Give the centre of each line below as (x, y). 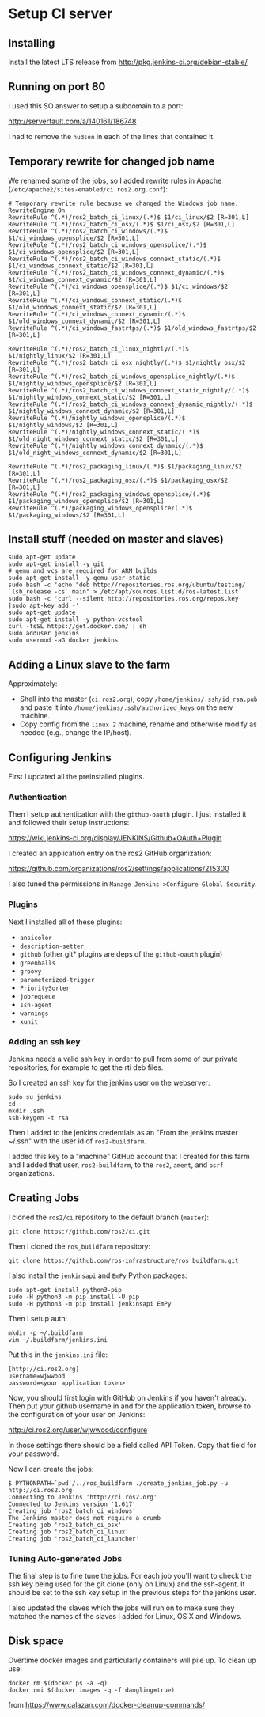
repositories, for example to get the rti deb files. (86, 1067)
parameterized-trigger (57, 980)
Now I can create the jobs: (51, 1469)
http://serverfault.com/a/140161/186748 (72, 121)
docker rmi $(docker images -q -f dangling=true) (92, 1690)
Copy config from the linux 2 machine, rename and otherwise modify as (138, 724)
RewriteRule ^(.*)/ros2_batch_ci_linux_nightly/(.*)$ (99, 349)
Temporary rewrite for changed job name (112, 162)
